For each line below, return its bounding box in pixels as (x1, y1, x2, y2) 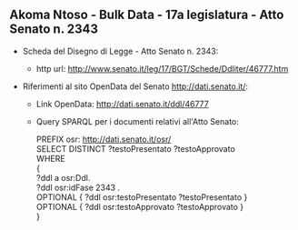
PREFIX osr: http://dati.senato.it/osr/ (35, 134, 172, 145)
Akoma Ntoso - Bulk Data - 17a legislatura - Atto (9, 7, 284, 23)
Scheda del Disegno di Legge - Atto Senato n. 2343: (22, 45, 219, 56)
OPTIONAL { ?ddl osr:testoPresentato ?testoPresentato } (35, 191, 248, 203)
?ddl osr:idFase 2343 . (35, 182, 121, 193)
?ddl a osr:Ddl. (35, 172, 91, 183)
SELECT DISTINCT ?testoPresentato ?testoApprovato (35, 143, 236, 154)
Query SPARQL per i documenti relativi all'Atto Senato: (35, 115, 239, 126)
